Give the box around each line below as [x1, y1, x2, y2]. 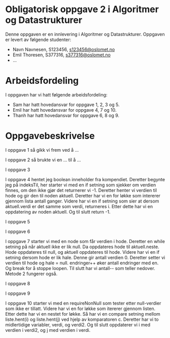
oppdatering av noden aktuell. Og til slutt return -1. [5, 209, 111, 215]
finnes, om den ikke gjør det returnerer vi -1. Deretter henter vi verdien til [5, 187, 157, 193]
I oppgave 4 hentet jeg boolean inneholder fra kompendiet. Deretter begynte [5, 176, 165, 182]
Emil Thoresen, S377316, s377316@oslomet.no [12, 52, 111, 58]
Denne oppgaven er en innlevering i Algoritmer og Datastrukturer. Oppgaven [5, 31, 165, 37]
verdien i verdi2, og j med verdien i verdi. [5, 327, 91, 333]
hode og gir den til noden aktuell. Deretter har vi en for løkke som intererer [5, 192, 161, 198]
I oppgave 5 [5, 218, 30, 224]
